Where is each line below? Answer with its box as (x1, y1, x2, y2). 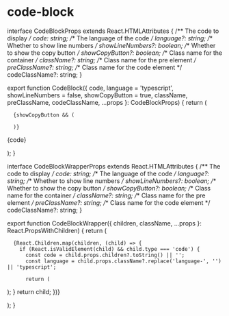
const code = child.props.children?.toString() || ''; (25, 252, 185, 258)
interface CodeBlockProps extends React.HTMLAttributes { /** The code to (7, 27, 219, 35)
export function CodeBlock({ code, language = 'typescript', (7, 84, 174, 92)
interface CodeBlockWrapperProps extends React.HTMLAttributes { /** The (7, 162, 221, 170)
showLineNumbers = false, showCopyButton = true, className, (7, 90, 188, 99)
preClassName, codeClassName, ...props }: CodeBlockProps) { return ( (7, 98, 207, 106)
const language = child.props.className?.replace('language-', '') (25, 258, 222, 265)
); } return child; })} (7, 287, 60, 295)
